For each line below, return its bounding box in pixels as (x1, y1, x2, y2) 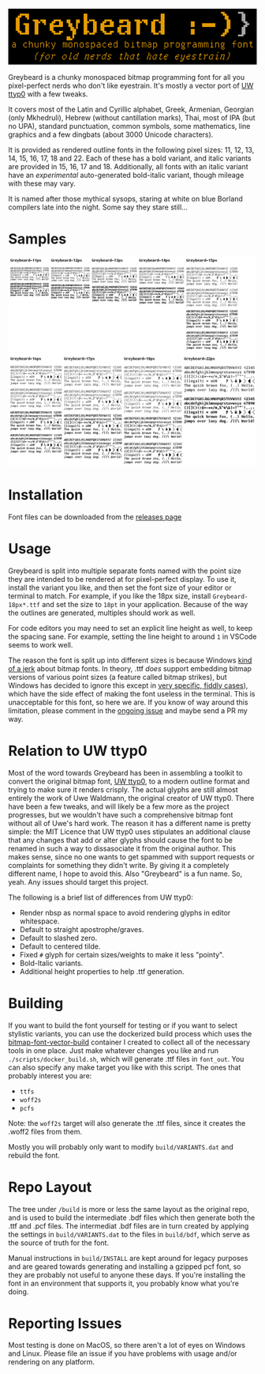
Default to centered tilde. (19, 942, 101, 951)
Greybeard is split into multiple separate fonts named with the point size (8, 566, 242, 576)
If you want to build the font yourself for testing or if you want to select (8, 1021, 238, 1030)
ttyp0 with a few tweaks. (8, 89, 88, 99)
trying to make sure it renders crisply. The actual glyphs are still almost (8, 784, 238, 795)
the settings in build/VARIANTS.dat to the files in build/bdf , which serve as (8, 1229, 251, 1239)
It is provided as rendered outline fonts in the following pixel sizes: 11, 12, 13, (8, 145, 255, 154)
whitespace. (19, 916, 60, 926)
